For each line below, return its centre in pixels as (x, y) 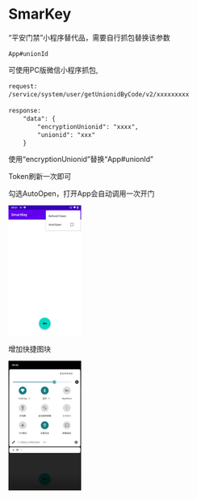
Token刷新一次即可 (40, 176)
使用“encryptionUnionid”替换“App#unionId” (81, 159)
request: (23, 86)
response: (25, 110)
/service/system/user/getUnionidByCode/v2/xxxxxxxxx (99, 94)
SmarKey (40, 14)
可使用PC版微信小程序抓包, (53, 70)
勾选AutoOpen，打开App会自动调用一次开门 (82, 193)
